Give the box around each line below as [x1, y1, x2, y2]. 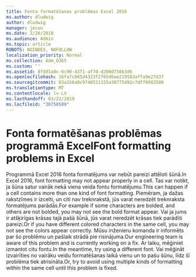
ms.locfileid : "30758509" [6, 101, 69, 107]
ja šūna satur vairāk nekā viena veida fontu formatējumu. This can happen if [6, 183, 188, 191]
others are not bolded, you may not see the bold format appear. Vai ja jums [6, 208, 187, 215]
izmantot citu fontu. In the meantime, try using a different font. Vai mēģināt [6, 246, 185, 253]
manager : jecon [6, 25, 43, 31]
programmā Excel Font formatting [6, 139, 171, 153]
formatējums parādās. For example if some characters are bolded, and [6, 202, 175, 209]
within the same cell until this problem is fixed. [6, 265, 118, 272]
